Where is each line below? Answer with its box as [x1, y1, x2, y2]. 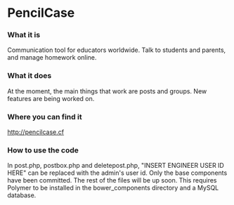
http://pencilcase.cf [7, 128, 65, 136]
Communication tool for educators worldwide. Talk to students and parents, [7, 46, 226, 54]
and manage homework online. [7, 53, 97, 62]
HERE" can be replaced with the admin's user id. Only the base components [7, 168, 228, 177]
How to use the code [7, 145, 79, 155]
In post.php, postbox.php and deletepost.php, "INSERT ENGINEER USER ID [7, 161, 225, 170]
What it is [7, 30, 41, 40]
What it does [7, 71, 52, 81]
